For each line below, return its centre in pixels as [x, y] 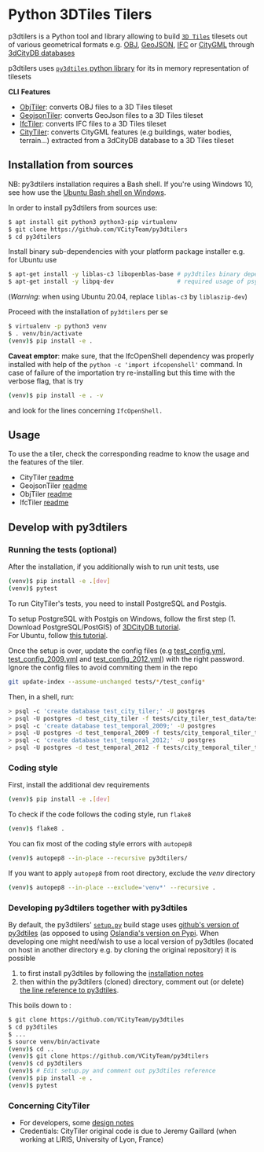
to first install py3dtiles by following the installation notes [112, 974]
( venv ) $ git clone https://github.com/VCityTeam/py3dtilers [109, 1056]
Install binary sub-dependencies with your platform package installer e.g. [126, 251]
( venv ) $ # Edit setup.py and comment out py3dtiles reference [112, 1071]
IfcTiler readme [44, 503]
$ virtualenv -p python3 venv [58, 327]
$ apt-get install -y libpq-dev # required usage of [126, 282]
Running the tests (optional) [63, 549]
